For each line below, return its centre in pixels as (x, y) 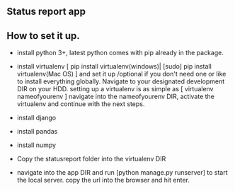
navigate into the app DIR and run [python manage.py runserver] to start (122, 173)
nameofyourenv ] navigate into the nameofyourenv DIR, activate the (116, 97)
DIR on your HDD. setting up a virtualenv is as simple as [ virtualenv (115, 89)
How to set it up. (44, 36)
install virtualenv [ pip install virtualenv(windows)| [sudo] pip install (114, 66)
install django (36, 118)
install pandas (37, 132)
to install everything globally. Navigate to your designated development (121, 81)
